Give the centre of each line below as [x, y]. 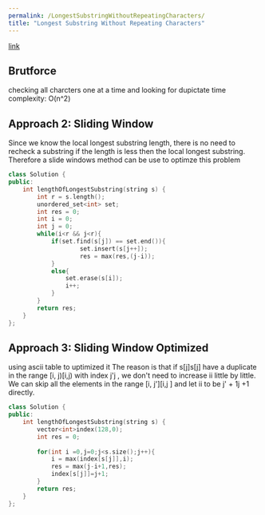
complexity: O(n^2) [40, 99]
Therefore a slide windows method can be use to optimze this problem [125, 160]
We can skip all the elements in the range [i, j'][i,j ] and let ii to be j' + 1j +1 [129, 384]
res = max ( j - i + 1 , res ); [89, 467]
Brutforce [33, 71]
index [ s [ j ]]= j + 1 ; [80, 474]
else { [60, 271]
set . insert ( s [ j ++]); [114, 248]
